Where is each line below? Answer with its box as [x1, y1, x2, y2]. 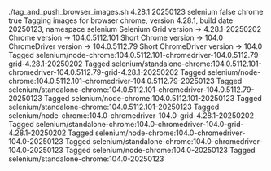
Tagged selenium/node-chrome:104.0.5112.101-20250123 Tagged [43, 94, 262, 103]
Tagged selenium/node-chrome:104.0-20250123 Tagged [64, 146, 256, 155]
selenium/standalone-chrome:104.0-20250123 [8, 154, 164, 164]
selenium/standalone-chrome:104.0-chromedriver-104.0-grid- [35, 120, 244, 129]
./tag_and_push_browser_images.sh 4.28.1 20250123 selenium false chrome [8, 7, 264, 16]
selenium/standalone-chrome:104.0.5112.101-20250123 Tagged [8, 102, 220, 112]
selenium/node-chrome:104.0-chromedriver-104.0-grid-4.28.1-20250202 [8, 111, 255, 121]
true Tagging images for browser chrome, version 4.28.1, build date [8, 15, 234, 25]
